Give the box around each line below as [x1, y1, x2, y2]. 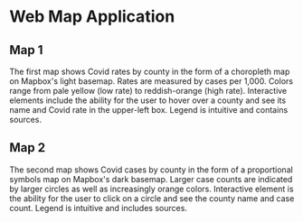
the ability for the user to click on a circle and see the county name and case [9, 192, 295, 204]
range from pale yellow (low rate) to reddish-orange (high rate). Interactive [9, 86, 288, 96]
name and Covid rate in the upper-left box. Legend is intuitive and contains [9, 105, 289, 115]
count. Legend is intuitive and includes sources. [9, 202, 188, 213]
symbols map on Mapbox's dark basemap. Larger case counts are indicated [9, 173, 293, 184]
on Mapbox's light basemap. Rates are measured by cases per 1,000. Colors [9, 76, 294, 87]
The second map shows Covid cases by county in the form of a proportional [9, 164, 294, 175]
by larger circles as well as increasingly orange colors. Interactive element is [9, 183, 294, 194]
